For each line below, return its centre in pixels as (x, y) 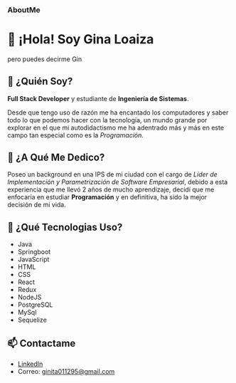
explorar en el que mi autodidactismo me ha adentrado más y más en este (116, 127)
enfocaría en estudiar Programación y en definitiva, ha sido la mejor (107, 197)
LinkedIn (30, 364)
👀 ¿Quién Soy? (40, 82)
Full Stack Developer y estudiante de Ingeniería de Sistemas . (98, 98)
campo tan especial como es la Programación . (76, 135)
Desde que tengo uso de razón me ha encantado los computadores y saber (118, 112)
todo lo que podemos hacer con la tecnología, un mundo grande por (107, 120)
